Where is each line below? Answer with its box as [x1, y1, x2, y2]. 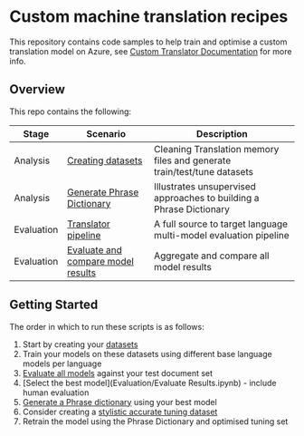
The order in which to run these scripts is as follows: [9, 321, 205, 332]
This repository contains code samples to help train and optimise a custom [9, 36, 288, 47]
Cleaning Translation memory [153, 142, 280, 155]
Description [195, 127, 249, 140]
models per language [22, 358, 102, 369]
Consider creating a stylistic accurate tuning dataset [22, 406, 218, 417]
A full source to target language [153, 218, 288, 230]
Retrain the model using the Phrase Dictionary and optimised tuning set [22, 415, 289, 427]
